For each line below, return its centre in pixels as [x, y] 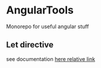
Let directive [30, 45]
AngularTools [40, 10]
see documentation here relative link [51, 59]
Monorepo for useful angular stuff [48, 26]
